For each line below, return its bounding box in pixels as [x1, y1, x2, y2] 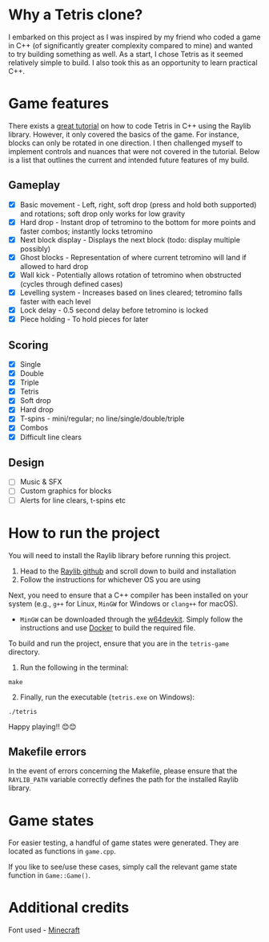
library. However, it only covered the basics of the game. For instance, [8, 129, 239, 139]
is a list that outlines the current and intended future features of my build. [8, 155, 250, 165]
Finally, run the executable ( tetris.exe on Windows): [19, 692, 195, 702]
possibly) [19, 243, 50, 254]
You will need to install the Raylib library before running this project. [8, 550, 231, 560]
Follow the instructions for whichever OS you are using [19, 574, 201, 584]
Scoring [8, 338, 49, 352]
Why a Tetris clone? [8, 6, 143, 24]
